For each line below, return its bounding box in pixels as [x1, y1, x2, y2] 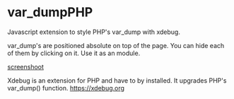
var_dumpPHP [7, 4, 93, 21]
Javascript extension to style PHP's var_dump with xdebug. [7, 28, 180, 36]
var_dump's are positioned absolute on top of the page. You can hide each [7, 41, 225, 49]
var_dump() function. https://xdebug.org [7, 83, 125, 92]
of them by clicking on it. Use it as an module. [7, 49, 141, 57]
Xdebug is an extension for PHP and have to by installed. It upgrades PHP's [7, 76, 227, 85]
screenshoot [7, 62, 45, 71]
